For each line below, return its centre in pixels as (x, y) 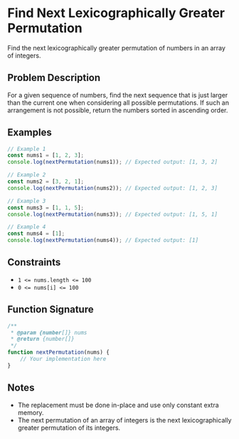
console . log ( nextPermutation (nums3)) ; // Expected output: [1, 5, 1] (113, 214)
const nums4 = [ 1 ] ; (36, 234)
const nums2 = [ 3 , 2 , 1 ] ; (46, 182)
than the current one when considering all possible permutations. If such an (118, 102)
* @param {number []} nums (49, 332)
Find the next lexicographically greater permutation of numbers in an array (117, 48)
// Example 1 (27, 149)
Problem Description (54, 78)
